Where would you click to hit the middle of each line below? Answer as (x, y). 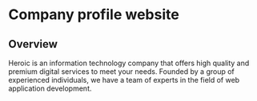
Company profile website (94, 15)
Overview (33, 44)
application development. (50, 88)
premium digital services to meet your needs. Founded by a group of (121, 72)
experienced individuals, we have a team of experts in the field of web (124, 80)
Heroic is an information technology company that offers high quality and (129, 63)
